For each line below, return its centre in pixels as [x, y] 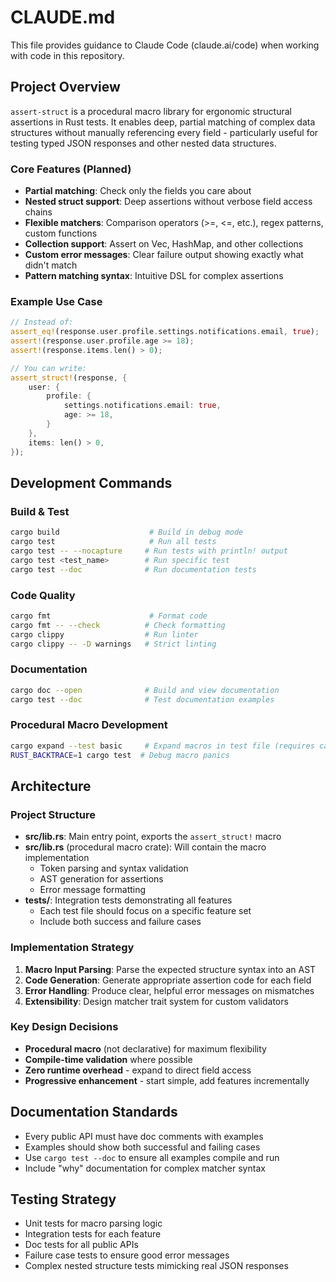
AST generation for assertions [101, 879]
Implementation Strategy [72, 948]
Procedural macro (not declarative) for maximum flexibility [145, 1048]
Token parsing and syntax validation [114, 868]
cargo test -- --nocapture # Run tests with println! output [149, 551]
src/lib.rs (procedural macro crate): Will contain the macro [145, 847]
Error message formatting [93, 890]
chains [38, 212]
